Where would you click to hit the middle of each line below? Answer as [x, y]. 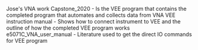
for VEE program [27, 41]
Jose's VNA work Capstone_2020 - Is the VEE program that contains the [97, 9]
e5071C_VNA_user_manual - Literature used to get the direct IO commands [99, 34]
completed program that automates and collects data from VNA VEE [91, 15]
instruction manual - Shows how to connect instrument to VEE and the [94, 21]
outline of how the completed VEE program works [68, 28]
